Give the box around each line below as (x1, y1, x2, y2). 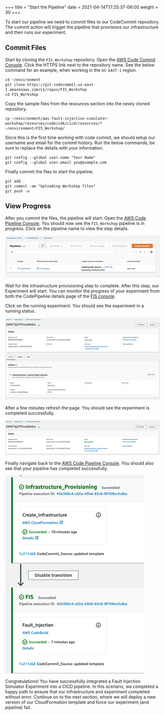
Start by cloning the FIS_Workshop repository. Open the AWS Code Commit (5, 57, 156, 62)
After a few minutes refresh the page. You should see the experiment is (5, 405, 150, 411)
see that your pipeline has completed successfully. (5, 466, 108, 471)
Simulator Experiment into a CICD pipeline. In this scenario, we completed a (5, 684, 159, 689)
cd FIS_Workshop (5, 92, 38, 97)
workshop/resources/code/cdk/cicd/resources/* (5, 121, 102, 126)
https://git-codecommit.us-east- (27, 82, 96, 87)
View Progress (5, 202, 51, 211)
